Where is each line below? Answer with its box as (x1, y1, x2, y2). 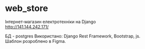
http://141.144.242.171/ (5, 24, 49, 29)
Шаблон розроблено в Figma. (5, 38, 66, 44)
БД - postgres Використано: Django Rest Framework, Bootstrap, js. (5, 33, 141, 39)
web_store (5, 3, 48, 14)
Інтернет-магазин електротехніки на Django (5, 19, 96, 24)
